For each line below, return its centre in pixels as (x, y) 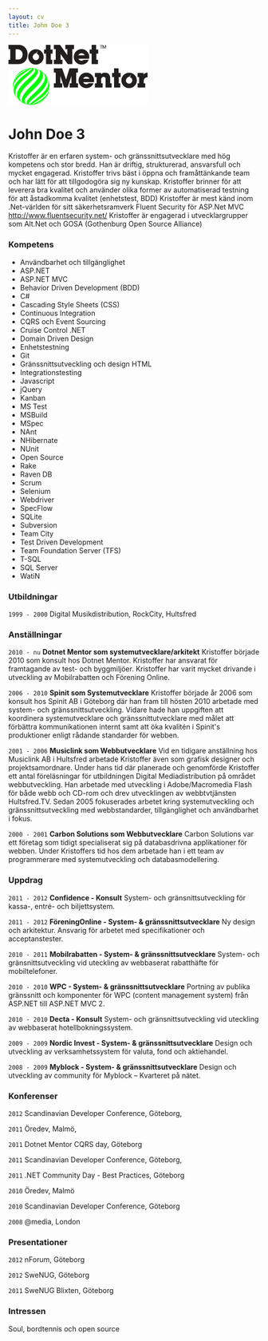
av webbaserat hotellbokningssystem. (71, 1027)
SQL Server (39, 568)
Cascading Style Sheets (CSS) (70, 304)
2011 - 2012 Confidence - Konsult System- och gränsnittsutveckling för (127, 897)
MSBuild (33, 414)
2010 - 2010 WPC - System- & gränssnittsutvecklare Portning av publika (129, 987)
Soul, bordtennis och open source (64, 1328)
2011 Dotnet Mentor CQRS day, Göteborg (75, 1144)
